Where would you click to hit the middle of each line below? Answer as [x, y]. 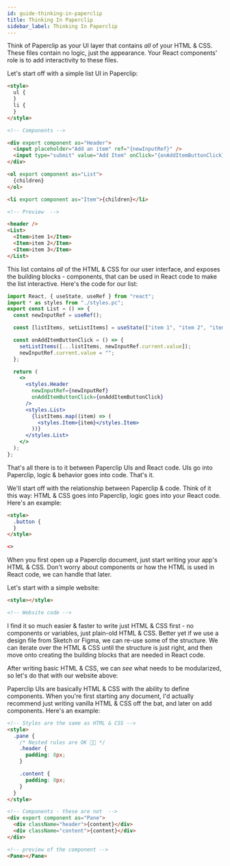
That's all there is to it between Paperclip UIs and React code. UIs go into [110, 468]
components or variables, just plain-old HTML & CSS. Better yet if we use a [113, 633]
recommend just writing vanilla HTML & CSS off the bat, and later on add [110, 703]
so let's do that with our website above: [63, 675]
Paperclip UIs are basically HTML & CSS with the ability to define [98, 688]
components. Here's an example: [54, 710]
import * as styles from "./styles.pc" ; [66, 302]
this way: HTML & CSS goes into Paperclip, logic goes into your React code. [114, 495]
